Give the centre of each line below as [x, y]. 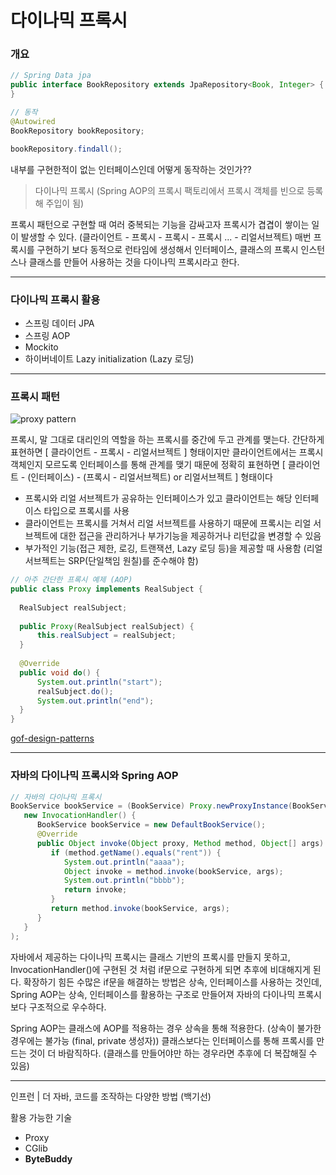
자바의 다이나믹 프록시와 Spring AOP [94, 776]
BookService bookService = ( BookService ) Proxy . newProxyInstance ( [151, 806]
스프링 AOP [47, 335]
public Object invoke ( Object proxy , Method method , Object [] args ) [180, 843]
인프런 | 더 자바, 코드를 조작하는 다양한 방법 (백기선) [111, 1096]
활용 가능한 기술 [41, 1117]
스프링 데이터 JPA [59, 323]
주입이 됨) [65, 203]
